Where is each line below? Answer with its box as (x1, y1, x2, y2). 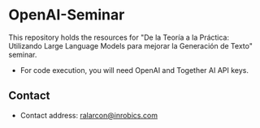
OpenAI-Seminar (8, 6, 125, 24)
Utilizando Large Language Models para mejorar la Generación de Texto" (8, 41, 253, 50)
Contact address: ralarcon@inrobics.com (19, 110, 158, 120)
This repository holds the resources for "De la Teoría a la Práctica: (8, 32, 230, 42)
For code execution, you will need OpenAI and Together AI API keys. (19, 65, 249, 75)
